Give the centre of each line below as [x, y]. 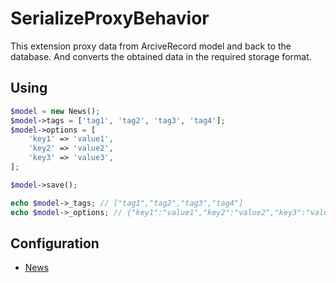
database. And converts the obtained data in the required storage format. [161, 56]
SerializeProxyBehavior [110, 18]
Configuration [55, 243]
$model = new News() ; [55, 111]
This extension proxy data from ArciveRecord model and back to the [151, 46]
